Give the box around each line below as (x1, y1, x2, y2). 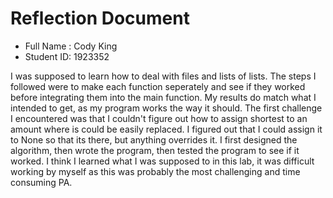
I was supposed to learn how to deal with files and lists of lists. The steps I (10, 70, 317, 82)
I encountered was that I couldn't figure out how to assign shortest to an (10, 112, 308, 124)
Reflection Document (10, 7, 190, 30)
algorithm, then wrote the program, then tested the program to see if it (10, 144, 300, 156)
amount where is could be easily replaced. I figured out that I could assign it (10, 123, 323, 135)
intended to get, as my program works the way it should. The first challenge (10, 102, 323, 114)
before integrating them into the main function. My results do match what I (10, 91, 317, 103)
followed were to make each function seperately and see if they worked (10, 80, 306, 92)
